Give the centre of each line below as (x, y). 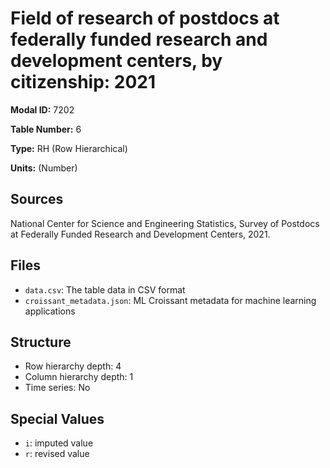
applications (50, 311)
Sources (37, 199)
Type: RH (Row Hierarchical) (69, 148)
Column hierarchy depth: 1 (79, 377)
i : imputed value (59, 443)
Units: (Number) (44, 168)
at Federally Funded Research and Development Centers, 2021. (140, 234)
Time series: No (57, 388)
